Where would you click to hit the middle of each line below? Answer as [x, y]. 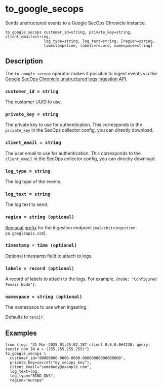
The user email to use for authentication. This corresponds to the [73, 153]
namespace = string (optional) [44, 297]
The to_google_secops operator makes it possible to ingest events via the [81, 73]
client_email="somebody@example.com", [51, 367]
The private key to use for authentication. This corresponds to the [74, 125]
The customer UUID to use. [34, 102]
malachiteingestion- [116, 228]
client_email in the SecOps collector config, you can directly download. [80, 159]
